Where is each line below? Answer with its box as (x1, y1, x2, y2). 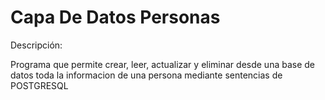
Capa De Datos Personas (10, 6, 221, 29)
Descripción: (10, 39, 63, 51)
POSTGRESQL (10, 79, 69, 91)
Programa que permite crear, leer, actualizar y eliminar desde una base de (10, 58, 316, 70)
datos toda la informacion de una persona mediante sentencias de (10, 69, 283, 81)
